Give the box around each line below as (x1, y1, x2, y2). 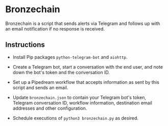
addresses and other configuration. (12, 105, 87, 111)
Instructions (5, 41, 45, 49)
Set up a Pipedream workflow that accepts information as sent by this (12, 79, 159, 85)
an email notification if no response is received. (5, 25, 105, 31)
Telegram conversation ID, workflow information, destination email (12, 100, 152, 106)
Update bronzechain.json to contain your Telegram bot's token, (12, 94, 147, 100)
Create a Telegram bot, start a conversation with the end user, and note (12, 64, 163, 70)
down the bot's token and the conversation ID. (12, 69, 110, 75)
